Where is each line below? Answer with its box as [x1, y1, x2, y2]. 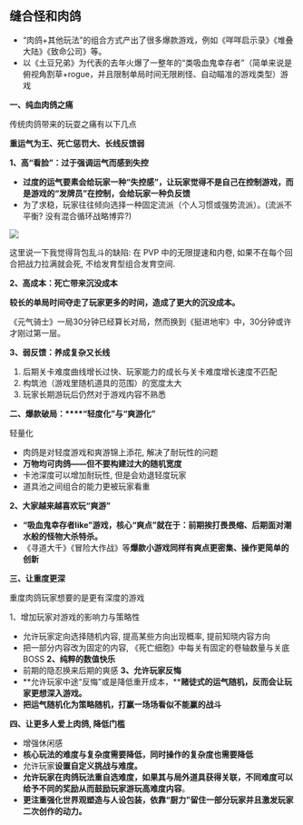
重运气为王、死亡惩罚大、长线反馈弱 [9, 137, 145, 148]
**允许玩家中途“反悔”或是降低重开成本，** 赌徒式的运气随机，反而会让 [22, 676, 285, 687]
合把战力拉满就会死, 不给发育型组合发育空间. [9, 258, 176, 269]
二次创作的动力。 [22, 805, 87, 816]
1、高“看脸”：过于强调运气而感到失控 [9, 157, 150, 168]
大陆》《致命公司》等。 [22, 45, 107, 56]
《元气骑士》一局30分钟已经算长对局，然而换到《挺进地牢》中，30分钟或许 [9, 316, 292, 327]
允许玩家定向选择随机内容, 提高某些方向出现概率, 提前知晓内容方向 [22, 631, 270, 641]
